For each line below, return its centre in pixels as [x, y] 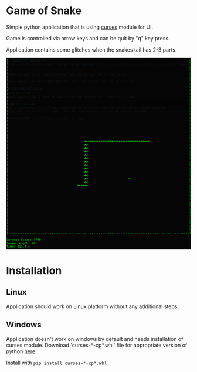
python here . [21, 351]
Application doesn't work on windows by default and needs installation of [95, 339]
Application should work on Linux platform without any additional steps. [92, 306]
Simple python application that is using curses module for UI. [80, 27]
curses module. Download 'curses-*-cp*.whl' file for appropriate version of [97, 345]
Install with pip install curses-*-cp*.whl [57, 363]
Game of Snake [44, 11]
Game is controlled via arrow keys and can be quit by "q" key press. [88, 38]
